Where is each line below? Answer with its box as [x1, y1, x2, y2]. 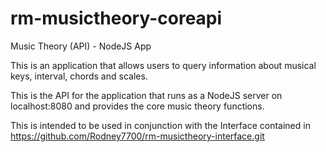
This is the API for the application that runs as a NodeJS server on [10, 89, 283, 101]
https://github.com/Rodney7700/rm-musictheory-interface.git [10, 130, 265, 142]
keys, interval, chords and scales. [10, 70, 148, 82]
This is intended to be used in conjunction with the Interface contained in [10, 119, 311, 131]
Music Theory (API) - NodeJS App [10, 40, 152, 52]
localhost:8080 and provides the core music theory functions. [10, 100, 265, 112]
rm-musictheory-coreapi [10, 7, 223, 30]
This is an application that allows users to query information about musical [10, 59, 317, 71]
